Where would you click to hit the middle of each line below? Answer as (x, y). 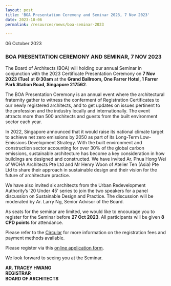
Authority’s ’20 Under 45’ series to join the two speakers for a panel (77, 190)
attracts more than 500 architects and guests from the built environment (81, 116)
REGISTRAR (18, 273)
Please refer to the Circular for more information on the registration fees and (86, 232)
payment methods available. (35, 238)
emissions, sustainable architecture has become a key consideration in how (85, 153)
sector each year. (24, 122)
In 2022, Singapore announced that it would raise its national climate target (84, 131)
